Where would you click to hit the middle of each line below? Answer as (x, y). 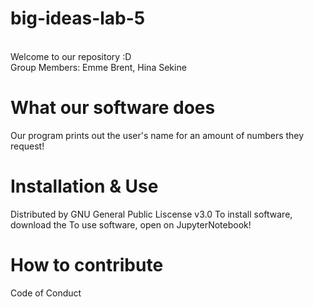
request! (27, 146)
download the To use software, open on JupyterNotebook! (131, 224)
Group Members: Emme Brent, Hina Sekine (98, 67)
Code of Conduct (46, 293)
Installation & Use (84, 186)
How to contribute (87, 265)
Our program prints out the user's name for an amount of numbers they (157, 135)
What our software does (113, 108)
